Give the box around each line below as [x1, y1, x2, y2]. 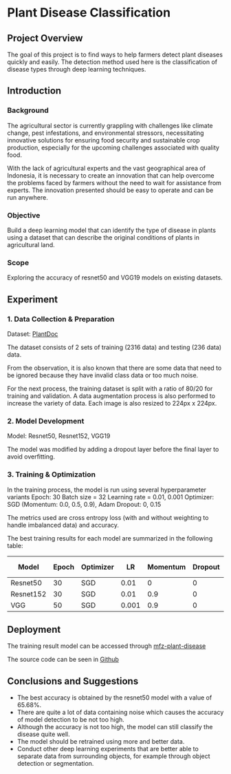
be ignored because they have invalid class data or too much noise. [7, 370, 199, 379]
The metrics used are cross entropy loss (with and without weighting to [7, 513, 209, 521]
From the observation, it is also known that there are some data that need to [7, 364, 222, 372]
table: [7, 541, 23, 550]
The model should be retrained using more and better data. [16, 738, 185, 746]
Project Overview [7, 32, 83, 44]
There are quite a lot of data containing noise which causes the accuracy [16, 708, 224, 717]
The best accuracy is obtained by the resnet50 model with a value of [16, 693, 212, 702]
